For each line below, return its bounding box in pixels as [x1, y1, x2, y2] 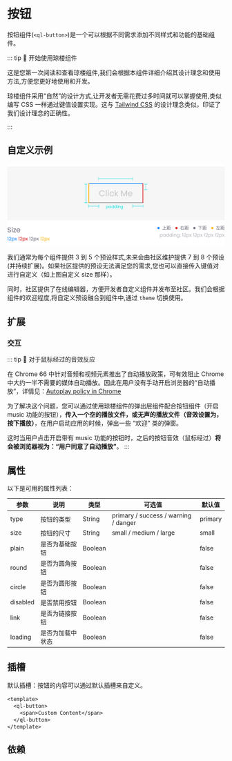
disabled [10, 598, 35, 606]
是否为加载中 [40, 629, 77, 637]
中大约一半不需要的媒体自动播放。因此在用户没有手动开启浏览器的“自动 [7, 379, 210, 387]
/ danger [111, 518, 137, 526]
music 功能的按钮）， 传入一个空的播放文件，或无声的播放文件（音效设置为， [7, 411, 223, 419]
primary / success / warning [111, 511, 192, 520]
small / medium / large [111, 528, 175, 537]
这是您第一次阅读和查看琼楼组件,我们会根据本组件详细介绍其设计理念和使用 [7, 68, 221, 77]
